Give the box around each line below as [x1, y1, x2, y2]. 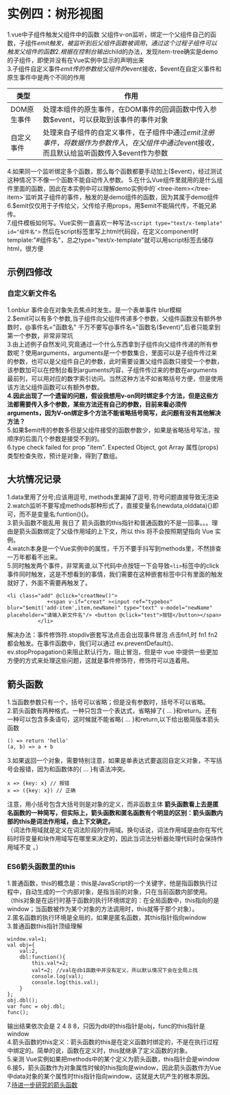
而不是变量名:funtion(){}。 [18, 510, 92, 518]
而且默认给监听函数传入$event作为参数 [42, 148, 168, 158]
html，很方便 [7, 244, 44, 253]
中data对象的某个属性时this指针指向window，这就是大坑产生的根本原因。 [7, 1072, 214, 1080]
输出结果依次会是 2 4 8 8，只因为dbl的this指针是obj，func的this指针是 [7, 1022, 205, 1030]
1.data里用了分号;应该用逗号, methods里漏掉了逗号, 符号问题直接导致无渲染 [7, 493, 219, 501]
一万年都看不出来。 [7, 553, 62, 562]
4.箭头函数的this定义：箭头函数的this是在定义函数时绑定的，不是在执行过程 [7, 1037, 219, 1046]
